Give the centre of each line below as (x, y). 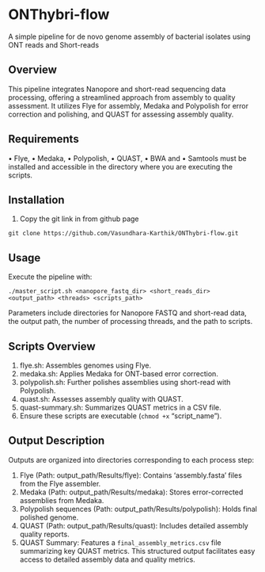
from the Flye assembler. (60, 483)
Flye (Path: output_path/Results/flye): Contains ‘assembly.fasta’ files (131, 475)
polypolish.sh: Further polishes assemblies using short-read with (125, 382)
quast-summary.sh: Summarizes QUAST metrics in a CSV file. (120, 407)
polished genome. (49, 517)
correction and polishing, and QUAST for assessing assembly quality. (121, 114)
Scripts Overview (52, 346)
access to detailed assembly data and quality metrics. (107, 559)
